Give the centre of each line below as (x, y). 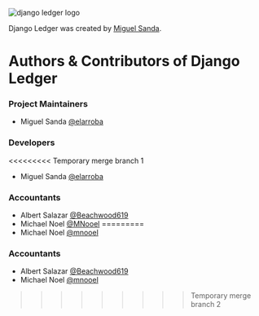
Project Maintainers (48, 104)
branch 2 (206, 305)
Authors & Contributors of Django (124, 61)
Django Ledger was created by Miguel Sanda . (85, 28)
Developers (32, 143)
